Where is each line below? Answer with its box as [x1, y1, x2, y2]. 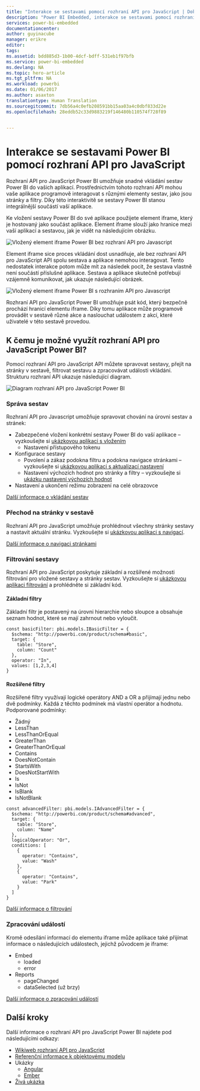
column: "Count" [17, 647, 58, 653]
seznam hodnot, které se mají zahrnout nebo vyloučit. [6, 615, 138, 622]
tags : [6, 48, 20, 54]
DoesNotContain [14, 756, 56, 763]
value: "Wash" [21, 858, 58, 864]
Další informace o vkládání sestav [6, 494, 89, 501]
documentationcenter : [6, 25, 60, 32]
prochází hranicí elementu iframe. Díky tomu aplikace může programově [6, 305, 183, 313]
